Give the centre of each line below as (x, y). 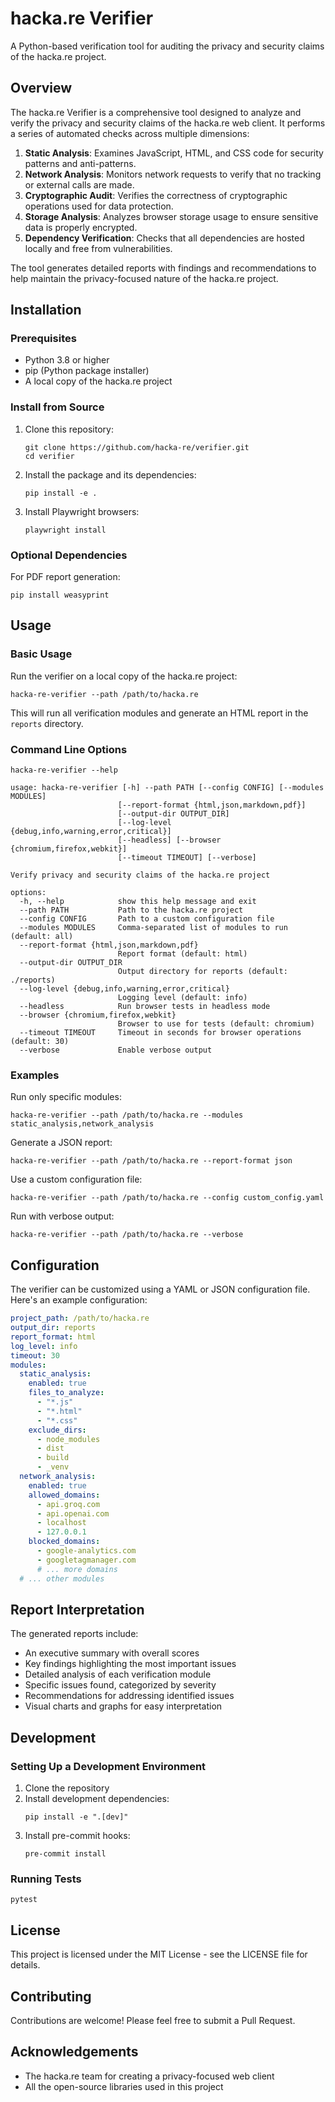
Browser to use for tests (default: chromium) (216, 1024)
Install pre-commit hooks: (77, 1835)
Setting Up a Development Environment (108, 1766)
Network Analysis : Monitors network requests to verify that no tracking (173, 174)
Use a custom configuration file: (76, 1179)
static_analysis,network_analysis (82, 1124)
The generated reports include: (74, 1634)
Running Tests (46, 1879)
